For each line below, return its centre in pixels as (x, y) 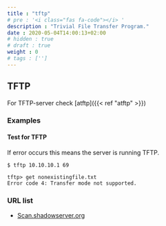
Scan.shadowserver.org (51, 215)
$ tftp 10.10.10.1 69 (38, 165)
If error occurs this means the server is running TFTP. (83, 152)
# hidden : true (30, 39)
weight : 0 (23, 52)
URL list (20, 201)
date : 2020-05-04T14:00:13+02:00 (57, 33)
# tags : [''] (28, 59)
